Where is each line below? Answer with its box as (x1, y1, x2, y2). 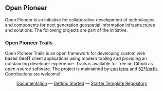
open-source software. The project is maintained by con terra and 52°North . (5, 66, 158, 72)
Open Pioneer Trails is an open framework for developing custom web (5, 51, 145, 56)
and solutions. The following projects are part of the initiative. (5, 27, 128, 33)
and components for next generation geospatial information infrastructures (5, 22, 155, 28)
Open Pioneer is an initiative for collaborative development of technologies (5, 17, 155, 22)
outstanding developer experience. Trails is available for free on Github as (5, 61, 153, 67)
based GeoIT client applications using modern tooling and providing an (5, 55, 147, 61)
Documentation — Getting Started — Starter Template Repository (16, 80, 147, 87)
